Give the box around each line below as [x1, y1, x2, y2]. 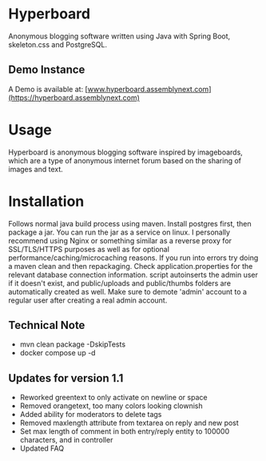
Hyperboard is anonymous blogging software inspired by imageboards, [8, 147, 244, 157]
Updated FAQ [19, 443, 65, 453]
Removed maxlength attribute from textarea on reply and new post [19, 418, 240, 428]
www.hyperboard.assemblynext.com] [87, 84, 212, 94]
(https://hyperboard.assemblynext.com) [8, 93, 140, 102]
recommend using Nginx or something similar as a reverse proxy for [8, 235, 232, 245]
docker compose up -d [19, 348, 96, 358]
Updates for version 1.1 [8, 371, 124, 385]
